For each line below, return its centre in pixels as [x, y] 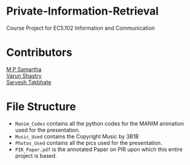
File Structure [41, 107]
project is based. [36, 155]
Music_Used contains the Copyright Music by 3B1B [77, 136]
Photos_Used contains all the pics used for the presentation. [88, 143]
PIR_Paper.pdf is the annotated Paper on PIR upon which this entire [99, 149]
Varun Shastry [24, 76]
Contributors [39, 52]
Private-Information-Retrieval [83, 11]
